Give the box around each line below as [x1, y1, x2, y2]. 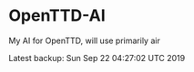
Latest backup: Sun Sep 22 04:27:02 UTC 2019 [8, 52, 186, 63]
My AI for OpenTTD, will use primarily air [8, 35, 160, 46]
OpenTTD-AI [8, 5, 106, 26]
